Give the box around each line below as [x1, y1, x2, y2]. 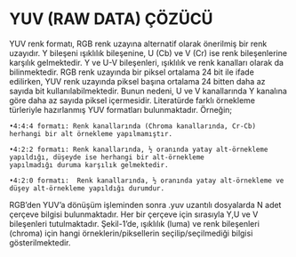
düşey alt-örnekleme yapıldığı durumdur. [9, 183, 165, 193]
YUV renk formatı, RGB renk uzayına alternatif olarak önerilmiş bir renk [9, 38, 268, 49]
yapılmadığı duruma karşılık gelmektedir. [9, 160, 169, 169]
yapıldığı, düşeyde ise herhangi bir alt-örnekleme [9, 152, 204, 162]
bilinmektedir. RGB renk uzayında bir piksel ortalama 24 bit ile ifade [9, 67, 255, 77]
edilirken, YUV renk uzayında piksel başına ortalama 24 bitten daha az [9, 76, 266, 86]
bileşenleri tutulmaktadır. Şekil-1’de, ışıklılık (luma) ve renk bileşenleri [9, 218, 260, 229]
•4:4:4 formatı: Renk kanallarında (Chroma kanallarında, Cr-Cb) [9, 121, 256, 131]
